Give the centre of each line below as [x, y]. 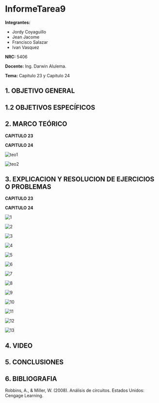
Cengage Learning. [24, 395]
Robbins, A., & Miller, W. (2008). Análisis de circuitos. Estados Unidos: [75, 390]
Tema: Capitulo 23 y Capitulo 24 [38, 75]
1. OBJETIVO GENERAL [40, 91]
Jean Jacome [26, 37]
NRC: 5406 [16, 56]
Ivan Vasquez [26, 47]
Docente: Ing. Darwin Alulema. [36, 66]
